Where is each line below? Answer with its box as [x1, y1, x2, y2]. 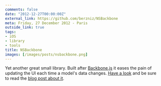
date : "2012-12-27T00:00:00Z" [5, 12, 66, 16]
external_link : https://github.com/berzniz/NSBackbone [5, 16, 118, 21]
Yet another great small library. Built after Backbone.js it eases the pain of [5, 65, 152, 71]
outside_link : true [5, 25, 45, 30]
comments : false [5, 7, 38, 12]
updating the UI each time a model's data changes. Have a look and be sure [5, 71, 157, 76]
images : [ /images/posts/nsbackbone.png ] [5, 52, 88, 57]
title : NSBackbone [5, 47, 42, 52]
